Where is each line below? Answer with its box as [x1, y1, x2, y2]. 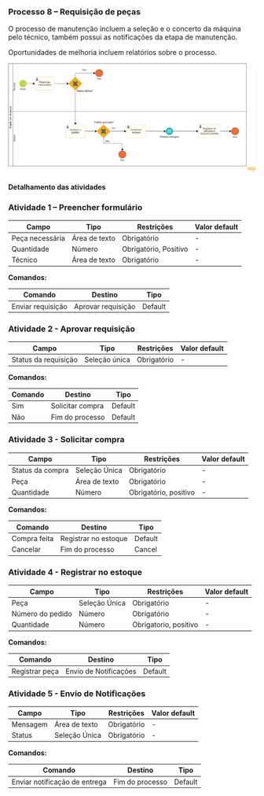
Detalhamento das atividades [8, 182, 106, 191]
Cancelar [11, 545, 42, 555]
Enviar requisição [11, 301, 68, 311]
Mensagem [11, 720, 49, 729]
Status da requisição [11, 355, 79, 364]
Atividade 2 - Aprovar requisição [8, 323, 135, 334]
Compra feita [11, 534, 54, 544]
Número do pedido [11, 609, 72, 619]
